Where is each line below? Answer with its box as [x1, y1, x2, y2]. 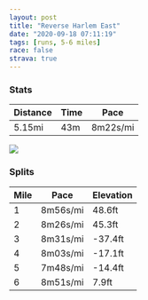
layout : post [9, 12, 58, 22]
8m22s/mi [91, 122, 135, 134]
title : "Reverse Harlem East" [9, 21, 121, 30]
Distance [13, 107, 52, 119]
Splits [9, 166, 35, 178]
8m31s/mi [41, 233, 84, 245]
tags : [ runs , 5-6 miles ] [9, 37, 101, 47]
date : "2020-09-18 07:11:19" [9, 29, 117, 38]
